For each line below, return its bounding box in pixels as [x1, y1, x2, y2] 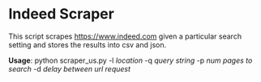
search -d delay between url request [8, 64, 131, 73]
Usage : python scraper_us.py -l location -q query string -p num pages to [8, 55, 253, 65]
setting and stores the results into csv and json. [8, 39, 167, 49]
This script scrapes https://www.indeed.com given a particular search [8, 31, 242, 41]
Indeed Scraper [8, 5, 115, 23]
